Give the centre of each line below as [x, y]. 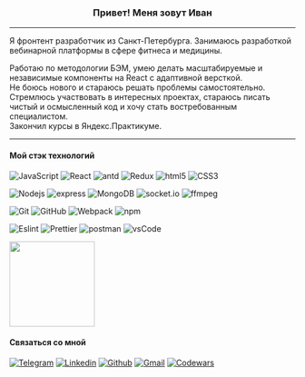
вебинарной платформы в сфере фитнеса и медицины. [116, 51]
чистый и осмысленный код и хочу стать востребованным [123, 107]
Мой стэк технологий [52, 155]
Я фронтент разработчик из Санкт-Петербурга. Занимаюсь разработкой [151, 41]
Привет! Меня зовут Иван [152, 13]
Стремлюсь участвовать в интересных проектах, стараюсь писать [140, 97]
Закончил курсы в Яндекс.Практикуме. [85, 126]
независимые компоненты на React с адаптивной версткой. [126, 78]
